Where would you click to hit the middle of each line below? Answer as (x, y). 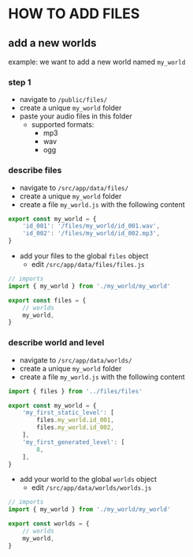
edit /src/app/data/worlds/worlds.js (91, 487)
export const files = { (47, 300)
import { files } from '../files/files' (76, 391)
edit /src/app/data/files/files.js (88, 265)
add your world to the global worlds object (88, 480)
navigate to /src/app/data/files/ (74, 187)
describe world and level (56, 343)
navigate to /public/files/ (63, 100)
